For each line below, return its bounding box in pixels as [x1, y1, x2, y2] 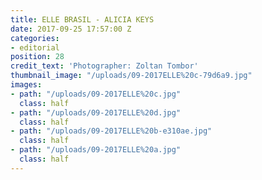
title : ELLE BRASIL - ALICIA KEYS [10, 14, 155, 25]
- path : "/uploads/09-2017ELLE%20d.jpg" [10, 107, 182, 118]
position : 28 [10, 52, 65, 62]
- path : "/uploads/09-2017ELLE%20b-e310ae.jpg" [10, 126, 213, 136]
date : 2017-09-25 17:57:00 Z [10, 24, 132, 34]
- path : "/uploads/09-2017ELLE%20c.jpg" [10, 89, 182, 99]
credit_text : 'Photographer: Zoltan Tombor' [10, 61, 199, 71]
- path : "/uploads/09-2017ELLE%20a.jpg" [10, 145, 182, 155]
